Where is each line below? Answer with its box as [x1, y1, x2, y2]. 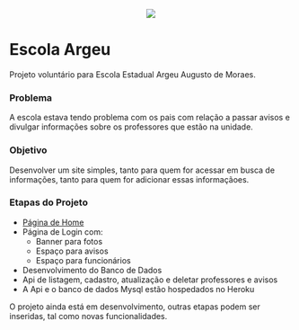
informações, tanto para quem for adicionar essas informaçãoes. [9, 174, 250, 184]
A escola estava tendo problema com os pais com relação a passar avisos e [9, 112, 290, 123]
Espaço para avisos [35, 245, 110, 256]
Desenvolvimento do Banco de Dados [22, 264, 163, 275]
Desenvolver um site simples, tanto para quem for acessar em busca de [9, 165, 276, 175]
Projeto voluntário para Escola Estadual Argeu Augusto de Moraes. [9, 68, 256, 80]
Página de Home [22, 217, 84, 227]
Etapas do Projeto [9, 196, 88, 209]
